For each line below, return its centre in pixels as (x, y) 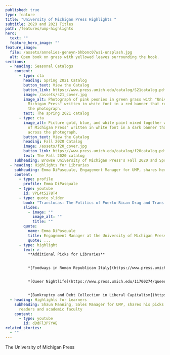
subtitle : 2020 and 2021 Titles (39, 24)
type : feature (20, 15)
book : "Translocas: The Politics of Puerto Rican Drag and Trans (94, 203)
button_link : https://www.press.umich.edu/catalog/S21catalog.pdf (95, 90)
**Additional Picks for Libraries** (66, 254)
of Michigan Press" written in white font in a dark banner (92, 127)
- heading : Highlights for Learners (48, 300)
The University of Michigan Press (40, 347)
